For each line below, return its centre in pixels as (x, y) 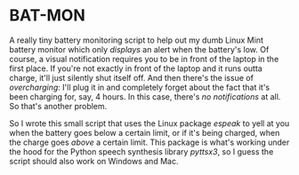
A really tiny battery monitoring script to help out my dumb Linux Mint (137, 40)
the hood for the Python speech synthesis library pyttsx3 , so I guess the (141, 151)
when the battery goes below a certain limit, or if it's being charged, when (145, 132)
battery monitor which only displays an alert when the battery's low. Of (139, 49)
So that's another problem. (58, 106)
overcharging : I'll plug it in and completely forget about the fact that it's (140, 87)
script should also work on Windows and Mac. (94, 161)
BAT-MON (48, 16)
